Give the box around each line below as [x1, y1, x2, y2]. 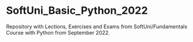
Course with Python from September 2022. [6, 29, 110, 36]
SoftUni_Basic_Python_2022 [6, 4, 148, 17]
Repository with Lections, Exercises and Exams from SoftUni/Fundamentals [6, 23, 188, 30]
